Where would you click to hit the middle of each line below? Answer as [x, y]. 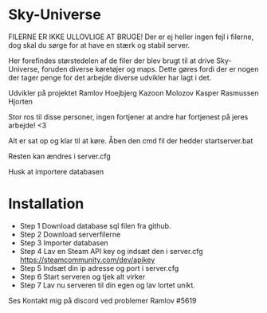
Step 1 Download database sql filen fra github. [95, 225]
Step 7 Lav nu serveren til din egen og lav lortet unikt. [107, 285]
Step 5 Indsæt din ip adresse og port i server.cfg [99, 268]
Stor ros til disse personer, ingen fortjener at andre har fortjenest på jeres [128, 116]
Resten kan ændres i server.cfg [60, 156]
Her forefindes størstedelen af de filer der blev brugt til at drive [112, 61]
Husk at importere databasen [56, 171]
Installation [46, 204]
